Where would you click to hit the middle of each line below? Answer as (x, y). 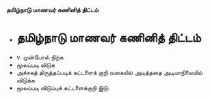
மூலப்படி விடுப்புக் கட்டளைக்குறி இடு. (63, 87)
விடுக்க (26, 80)
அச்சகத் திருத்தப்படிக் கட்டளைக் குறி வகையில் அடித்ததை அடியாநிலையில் (109, 72)
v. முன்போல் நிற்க (40, 57)
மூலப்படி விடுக (36, 65)
